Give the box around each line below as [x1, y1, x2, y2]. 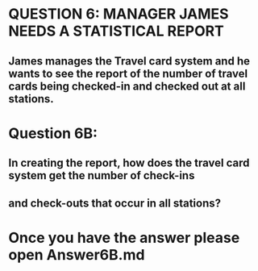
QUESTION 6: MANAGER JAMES [8, 5, 229, 23]
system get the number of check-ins [8, 169, 195, 182]
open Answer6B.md [8, 245, 145, 264]
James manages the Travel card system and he [8, 54, 250, 68]
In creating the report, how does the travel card [8, 156, 250, 170]
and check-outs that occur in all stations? [8, 196, 222, 210]
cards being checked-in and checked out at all [8, 79, 246, 93]
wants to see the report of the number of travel [8, 66, 248, 81]
